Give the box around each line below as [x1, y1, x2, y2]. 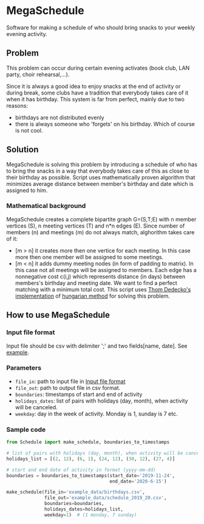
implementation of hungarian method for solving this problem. [15, 292, 170, 300]
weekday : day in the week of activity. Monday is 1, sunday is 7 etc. [15, 410, 178, 417]
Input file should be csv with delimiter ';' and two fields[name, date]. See [6, 342, 188, 350]
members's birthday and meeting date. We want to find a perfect [15, 279, 177, 287]
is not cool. [15, 126, 43, 134]
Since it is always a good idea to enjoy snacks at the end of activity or [6, 82, 181, 90]
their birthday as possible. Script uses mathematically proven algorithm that [6, 173, 195, 181]
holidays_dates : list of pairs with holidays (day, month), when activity [15, 397, 188, 404]
